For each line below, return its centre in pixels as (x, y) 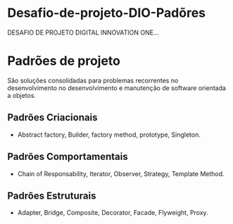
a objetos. (22, 95)
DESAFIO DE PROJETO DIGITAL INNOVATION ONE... (83, 32)
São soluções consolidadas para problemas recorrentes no (93, 80)
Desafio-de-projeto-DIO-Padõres (107, 13)
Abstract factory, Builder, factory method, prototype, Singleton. (109, 135)
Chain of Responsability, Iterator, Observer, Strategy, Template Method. (121, 173)
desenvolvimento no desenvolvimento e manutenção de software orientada (117, 88)
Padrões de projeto (64, 61)
